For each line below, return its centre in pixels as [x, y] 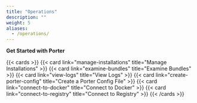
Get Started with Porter [36, 51]
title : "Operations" [32, 12]
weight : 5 [19, 23]
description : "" [26, 17]
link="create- [172, 75]
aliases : [17, 28]
